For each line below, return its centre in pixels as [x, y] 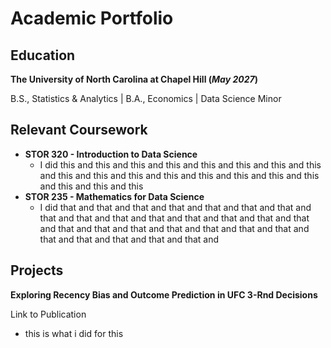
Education [43, 55]
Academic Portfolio [92, 18]
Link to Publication [48, 314]
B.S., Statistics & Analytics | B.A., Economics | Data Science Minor [146, 98]
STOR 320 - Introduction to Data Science [111, 154]
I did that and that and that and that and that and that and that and [175, 207]
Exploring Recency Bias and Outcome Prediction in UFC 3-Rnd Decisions [164, 294]
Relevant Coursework [79, 130]
